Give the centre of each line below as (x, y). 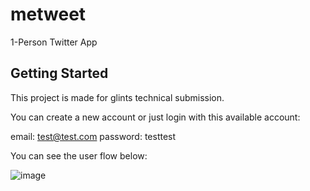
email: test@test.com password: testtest (93, 136)
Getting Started (59, 73)
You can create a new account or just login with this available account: (155, 117)
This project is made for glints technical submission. (117, 97)
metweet (48, 14)
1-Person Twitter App (54, 42)
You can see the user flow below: (79, 155)
